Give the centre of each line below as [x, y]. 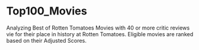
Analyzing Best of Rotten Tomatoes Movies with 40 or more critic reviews [98, 28]
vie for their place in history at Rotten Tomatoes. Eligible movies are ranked [100, 34]
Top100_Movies [47, 11]
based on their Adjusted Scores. [46, 40]
